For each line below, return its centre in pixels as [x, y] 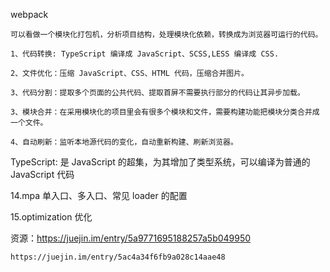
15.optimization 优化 [51, 217]
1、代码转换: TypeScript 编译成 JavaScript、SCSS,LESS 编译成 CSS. [145, 54]
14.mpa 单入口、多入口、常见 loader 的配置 [99, 195]
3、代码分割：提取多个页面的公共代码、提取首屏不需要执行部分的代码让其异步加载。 [157, 93]
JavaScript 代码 [42, 174]
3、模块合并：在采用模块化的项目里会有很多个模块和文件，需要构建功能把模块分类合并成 [165, 112]
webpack [29, 14]
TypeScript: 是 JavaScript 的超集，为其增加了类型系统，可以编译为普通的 [160, 162]
